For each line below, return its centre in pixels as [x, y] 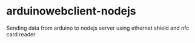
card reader [21, 34]
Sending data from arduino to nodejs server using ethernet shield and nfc [98, 28]
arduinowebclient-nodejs [71, 11]
